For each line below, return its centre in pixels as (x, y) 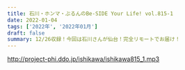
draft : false (26, 33)
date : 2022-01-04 (32, 20)
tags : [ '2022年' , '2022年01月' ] (53, 26)
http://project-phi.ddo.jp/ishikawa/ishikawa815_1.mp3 (83, 59)
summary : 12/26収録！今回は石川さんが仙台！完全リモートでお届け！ (94, 40)
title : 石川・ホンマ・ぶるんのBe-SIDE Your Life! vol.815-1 (90, 14)
